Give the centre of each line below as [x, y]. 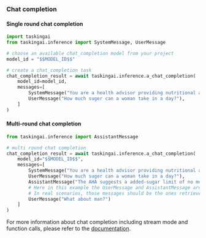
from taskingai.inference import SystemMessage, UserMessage [86, 42]
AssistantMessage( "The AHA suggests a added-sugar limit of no [111, 182]
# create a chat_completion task [49, 70]
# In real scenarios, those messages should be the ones [102, 193]
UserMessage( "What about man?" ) [70, 199]
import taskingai [29, 37]
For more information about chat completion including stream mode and [97, 222]
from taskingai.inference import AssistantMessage [72, 136]
